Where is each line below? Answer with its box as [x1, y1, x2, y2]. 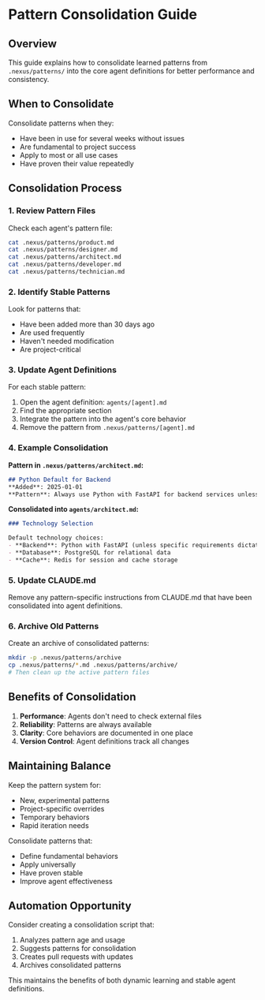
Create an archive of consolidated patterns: [8, 639, 150, 648]
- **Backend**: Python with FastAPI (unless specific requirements [8, 542, 235, 550]
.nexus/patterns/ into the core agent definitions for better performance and [8, 66, 255, 76]
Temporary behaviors [19, 812, 90, 822]
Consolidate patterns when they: [8, 118, 114, 128]
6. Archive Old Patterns [8, 621, 99, 632]
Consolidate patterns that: [8, 836, 93, 845]
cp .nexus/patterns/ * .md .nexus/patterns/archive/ [8, 661, 178, 670]
